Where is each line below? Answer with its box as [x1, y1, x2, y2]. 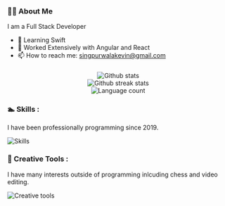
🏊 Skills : [7, 105, 40, 115]
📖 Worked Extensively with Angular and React [17, 44, 150, 52]
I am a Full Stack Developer [7, 22, 86, 31]
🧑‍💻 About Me [7, 6, 53, 16]
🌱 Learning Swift [17, 36, 66, 44]
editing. [7, 177, 30, 186]
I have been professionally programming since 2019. [7, 123, 159, 131]
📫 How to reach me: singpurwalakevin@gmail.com [17, 51, 167, 60]
